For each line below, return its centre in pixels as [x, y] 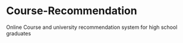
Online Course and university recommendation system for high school [92, 27]
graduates [19, 33]
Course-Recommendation [72, 11]
